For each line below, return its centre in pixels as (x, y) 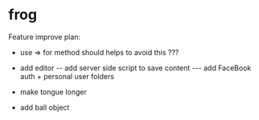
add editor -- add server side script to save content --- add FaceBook (136, 68)
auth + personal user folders (67, 76)
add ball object (45, 107)
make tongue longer (53, 92)
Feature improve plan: (45, 37)
